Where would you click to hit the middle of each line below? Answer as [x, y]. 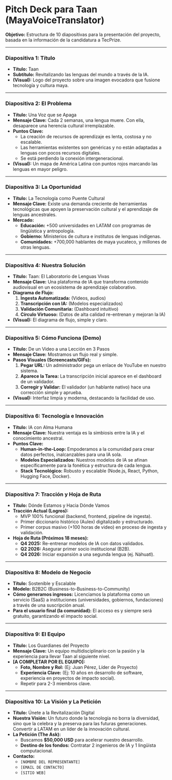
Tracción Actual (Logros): [40, 511]
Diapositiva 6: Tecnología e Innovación [55, 416]
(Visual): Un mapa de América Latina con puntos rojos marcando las [85, 164]
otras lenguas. [35, 247]
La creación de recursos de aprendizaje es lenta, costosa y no [86, 136]
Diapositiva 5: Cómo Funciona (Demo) [53, 338]
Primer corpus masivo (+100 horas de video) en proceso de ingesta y [93, 527]
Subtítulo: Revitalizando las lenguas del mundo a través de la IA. [81, 75]
